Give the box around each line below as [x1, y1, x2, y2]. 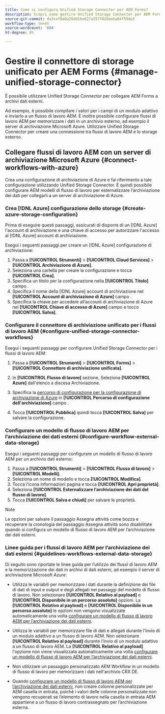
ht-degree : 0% [5, 30, 34, 35]
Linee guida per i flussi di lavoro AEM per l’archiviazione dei [5, 544, 150, 551]
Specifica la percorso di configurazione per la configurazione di [12, 390, 141, 395]
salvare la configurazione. [12, 415, 65, 421]
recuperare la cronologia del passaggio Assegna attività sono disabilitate [5, 521, 152, 527]
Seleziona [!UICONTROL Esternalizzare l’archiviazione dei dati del [12, 486, 149, 492]
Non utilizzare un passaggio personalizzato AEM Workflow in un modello [12, 663, 160, 669]
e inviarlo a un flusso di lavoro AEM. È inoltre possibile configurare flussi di [5, 113, 156, 119]
